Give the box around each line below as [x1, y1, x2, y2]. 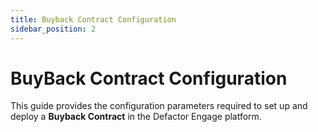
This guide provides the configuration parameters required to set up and [10, 100, 308, 112]
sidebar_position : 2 [10, 24, 97, 34]
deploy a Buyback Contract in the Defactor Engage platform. [10, 111, 262, 123]
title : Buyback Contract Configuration [10, 14, 177, 25]
